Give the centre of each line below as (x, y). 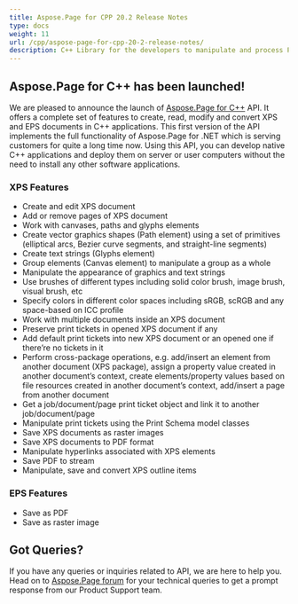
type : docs (29, 26)
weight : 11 (29, 34)
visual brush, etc (52, 291)
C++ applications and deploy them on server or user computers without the (147, 154)
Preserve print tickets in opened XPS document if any (120, 329)
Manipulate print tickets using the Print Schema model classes (136, 423)
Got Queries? (47, 549)
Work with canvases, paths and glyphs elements (110, 225)
